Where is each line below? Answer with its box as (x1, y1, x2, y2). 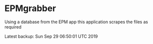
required (4, 24, 22, 29)
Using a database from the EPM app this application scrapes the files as (4, 19, 148, 25)
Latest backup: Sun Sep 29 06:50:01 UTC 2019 (4, 33, 98, 39)
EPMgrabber (4, 3, 56, 14)
